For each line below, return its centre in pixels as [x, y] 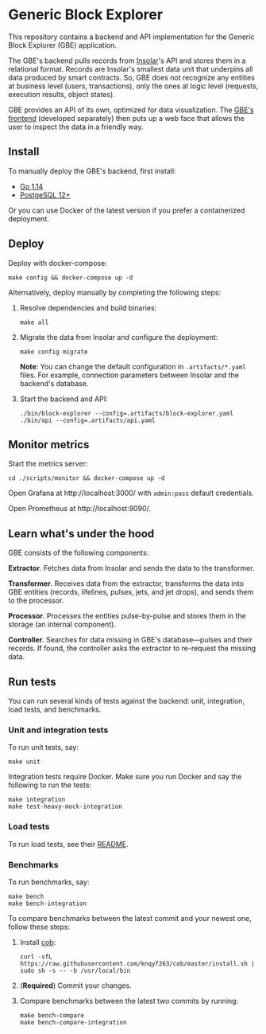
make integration [37, 800]
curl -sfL [36, 957]
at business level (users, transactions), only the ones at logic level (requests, [133, 86]
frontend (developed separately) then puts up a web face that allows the [126, 118]
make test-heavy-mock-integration [66, 807]
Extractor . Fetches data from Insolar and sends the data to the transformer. [131, 568]
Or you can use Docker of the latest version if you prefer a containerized [127, 210]
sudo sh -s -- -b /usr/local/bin [75, 970]
